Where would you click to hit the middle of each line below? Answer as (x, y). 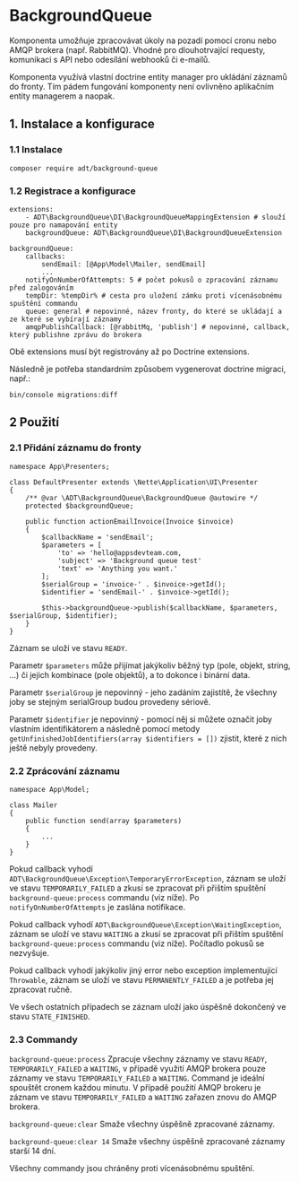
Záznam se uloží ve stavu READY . (68, 647)
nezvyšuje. (29, 952)
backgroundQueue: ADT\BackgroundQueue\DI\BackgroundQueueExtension (154, 233)
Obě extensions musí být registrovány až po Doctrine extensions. (129, 352)
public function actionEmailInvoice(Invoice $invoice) (130, 521)
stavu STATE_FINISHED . (50, 1016)
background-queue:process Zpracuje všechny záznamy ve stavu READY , (138, 1059)
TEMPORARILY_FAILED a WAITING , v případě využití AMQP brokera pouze (137, 1069)
